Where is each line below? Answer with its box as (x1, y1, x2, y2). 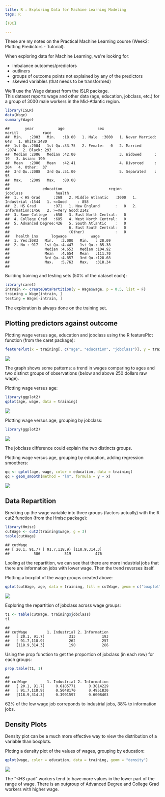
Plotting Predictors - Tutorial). (5, 44, 65, 50)
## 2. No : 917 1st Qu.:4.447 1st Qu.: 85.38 (5, 242, 111, 247)
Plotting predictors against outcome (5, 319, 118, 328)
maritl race (5, 131, 52, 135)
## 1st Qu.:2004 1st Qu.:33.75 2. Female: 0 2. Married (5, 143, 141, 148)
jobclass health (5, 191, 69, 196)
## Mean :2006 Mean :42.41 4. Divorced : (5, 161, 157, 166)
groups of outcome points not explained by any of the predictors (12, 73, 143, 79)
